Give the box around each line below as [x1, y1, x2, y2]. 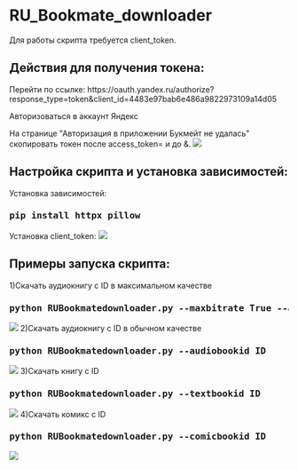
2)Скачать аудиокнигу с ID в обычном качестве [20, 322, 202, 333]
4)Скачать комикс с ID [20, 409, 106, 419]
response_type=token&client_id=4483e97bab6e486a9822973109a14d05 [9, 93, 278, 104]
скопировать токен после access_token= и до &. [9, 139, 192, 149]
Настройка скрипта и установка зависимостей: [9, 164, 288, 179]
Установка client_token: [9, 230, 97, 241]
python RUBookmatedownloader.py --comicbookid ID [9, 431, 266, 442]
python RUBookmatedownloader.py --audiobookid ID [9, 345, 266, 356]
